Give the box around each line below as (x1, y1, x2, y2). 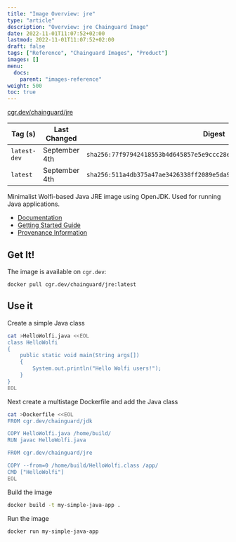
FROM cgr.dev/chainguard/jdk (7, 418, 93, 425)
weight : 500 (7, 82, 42, 89)
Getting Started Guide (17, 221, 81, 229)
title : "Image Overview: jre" (7, 10, 96, 18)
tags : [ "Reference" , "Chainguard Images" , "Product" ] (7, 50, 169, 57)
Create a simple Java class (7, 318, 86, 327)
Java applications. (7, 200, 60, 208)
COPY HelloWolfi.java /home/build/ (7, 430, 112, 437)
